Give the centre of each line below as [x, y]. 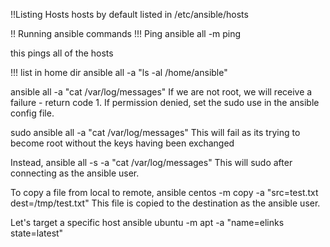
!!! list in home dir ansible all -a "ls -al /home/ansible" [119, 72]
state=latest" [37, 233]
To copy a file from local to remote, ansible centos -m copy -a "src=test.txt [164, 192]
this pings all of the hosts [62, 53]
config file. [32, 113]
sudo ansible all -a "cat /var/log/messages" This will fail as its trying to [155, 132]
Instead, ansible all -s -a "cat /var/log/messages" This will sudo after [151, 162]
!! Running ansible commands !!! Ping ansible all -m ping [126, 33]
